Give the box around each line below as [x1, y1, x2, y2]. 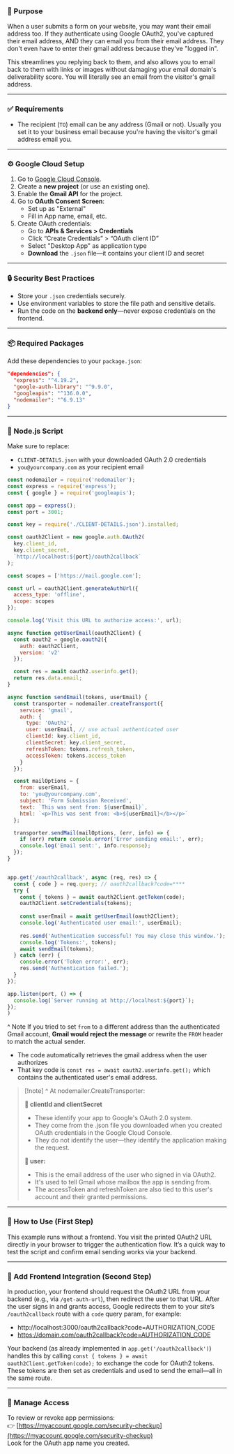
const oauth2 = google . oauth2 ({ [13, 636, 108, 643]
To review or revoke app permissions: [7, 1413, 115, 1422]
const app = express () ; [7, 502, 77, 509]
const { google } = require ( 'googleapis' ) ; [7, 489, 136, 497]
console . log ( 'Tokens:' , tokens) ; [19, 939, 117, 946]
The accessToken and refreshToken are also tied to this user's [34, 1185, 213, 1194]
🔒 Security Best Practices [7, 273, 95, 283]
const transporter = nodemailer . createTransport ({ [13, 700, 164, 707]
